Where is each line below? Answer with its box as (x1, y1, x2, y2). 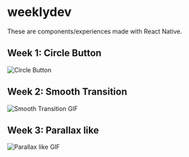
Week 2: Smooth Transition (7, 86, 127, 98)
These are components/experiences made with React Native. (7, 27, 183, 35)
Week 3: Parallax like (7, 124, 99, 136)
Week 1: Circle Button (7, 47, 102, 59)
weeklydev (7, 4, 72, 20)
